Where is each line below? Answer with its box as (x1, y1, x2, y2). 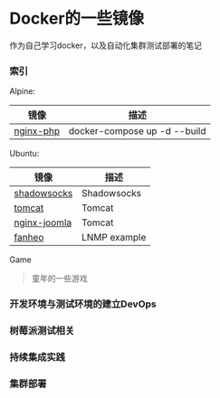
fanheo (14, 232, 44, 244)
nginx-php (14, 125, 61, 137)
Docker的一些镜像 (9, 8, 145, 29)
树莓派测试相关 (9, 325, 75, 337)
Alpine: (9, 86, 36, 97)
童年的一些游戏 (31, 273, 88, 284)
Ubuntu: (9, 148, 40, 159)
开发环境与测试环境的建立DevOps (9, 298, 157, 310)
